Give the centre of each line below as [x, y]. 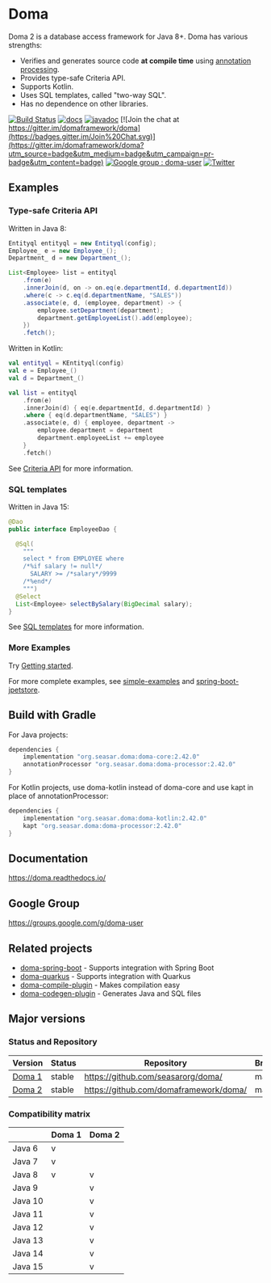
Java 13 [28, 1240]
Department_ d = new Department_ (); [70, 258]
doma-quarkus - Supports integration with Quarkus [105, 976]
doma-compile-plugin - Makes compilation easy [100, 985]
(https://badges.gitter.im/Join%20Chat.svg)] [82, 136]
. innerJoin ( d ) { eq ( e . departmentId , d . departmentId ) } [117, 408]
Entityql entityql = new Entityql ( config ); [83, 243]
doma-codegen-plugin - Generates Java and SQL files [110, 993]
